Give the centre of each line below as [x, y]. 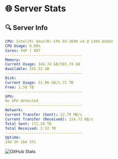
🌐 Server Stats [36, 9]
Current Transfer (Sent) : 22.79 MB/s [44, 115]
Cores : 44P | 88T [23, 50]
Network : [14, 110]
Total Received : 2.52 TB [30, 128]
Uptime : [13, 138]
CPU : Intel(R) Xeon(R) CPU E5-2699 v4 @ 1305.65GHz [59, 41]
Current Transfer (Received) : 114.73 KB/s [49, 119]
